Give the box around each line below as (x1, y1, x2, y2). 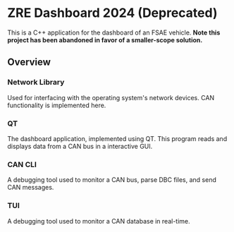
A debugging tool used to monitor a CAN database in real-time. (7, 216, 190, 225)
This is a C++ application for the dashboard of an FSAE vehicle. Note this (7, 28, 221, 37)
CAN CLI (7, 159, 37, 169)
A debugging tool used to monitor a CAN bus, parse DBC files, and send (7, 176, 216, 184)
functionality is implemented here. (7, 101, 106, 109)
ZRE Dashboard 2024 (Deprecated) (7, 5, 218, 21)
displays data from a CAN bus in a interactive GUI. (7, 142, 153, 150)
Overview (7, 56, 51, 68)
